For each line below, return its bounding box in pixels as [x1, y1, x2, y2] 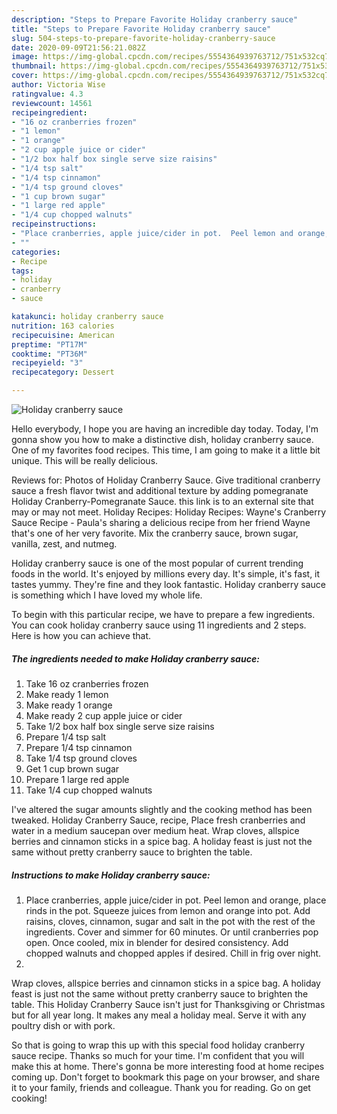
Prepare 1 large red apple [25, 773, 130, 785]
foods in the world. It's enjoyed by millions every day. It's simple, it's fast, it [11, 568, 321, 580]
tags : [11, 266, 34, 276]
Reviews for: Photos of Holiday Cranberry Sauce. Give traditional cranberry [11, 474, 321, 486]
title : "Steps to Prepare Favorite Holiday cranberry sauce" [11, 24, 272, 34]
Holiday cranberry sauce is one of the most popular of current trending [11, 557, 304, 569]
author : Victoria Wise [11, 80, 106, 90]
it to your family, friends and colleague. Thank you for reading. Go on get [11, 1081, 311, 1093]
